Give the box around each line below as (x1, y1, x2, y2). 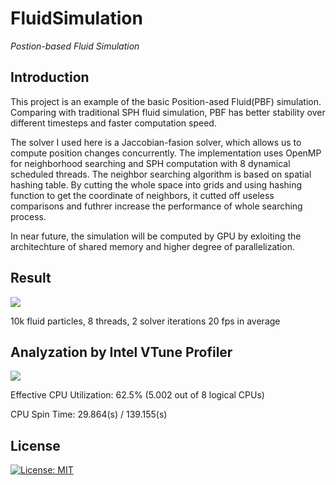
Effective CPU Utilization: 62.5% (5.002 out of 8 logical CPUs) (10, 389, 265, 401)
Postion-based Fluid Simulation (10, 40, 140, 52)
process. (10, 210, 47, 222)
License (10, 437, 61, 454)
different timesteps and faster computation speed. (10, 117, 217, 129)
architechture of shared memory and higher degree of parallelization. (10, 240, 295, 252)
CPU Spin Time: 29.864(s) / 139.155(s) (10, 408, 168, 421)
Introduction (10, 69, 90, 86)
